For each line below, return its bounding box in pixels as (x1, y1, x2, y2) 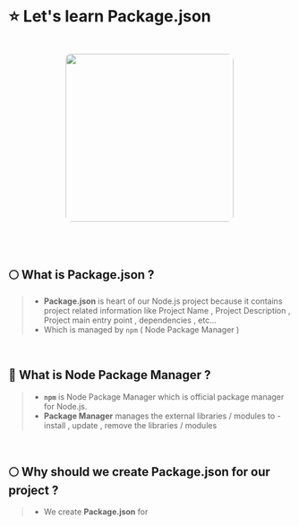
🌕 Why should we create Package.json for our (8, 464, 270, 479)
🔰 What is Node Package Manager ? (8, 367, 211, 383)
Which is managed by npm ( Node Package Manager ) (43, 323, 240, 335)
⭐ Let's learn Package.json (8, 6, 211, 27)
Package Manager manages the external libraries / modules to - (43, 410, 281, 421)
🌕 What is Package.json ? (8, 267, 155, 282)
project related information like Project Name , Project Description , (43, 305, 291, 315)
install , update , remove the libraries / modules (43, 419, 218, 430)
